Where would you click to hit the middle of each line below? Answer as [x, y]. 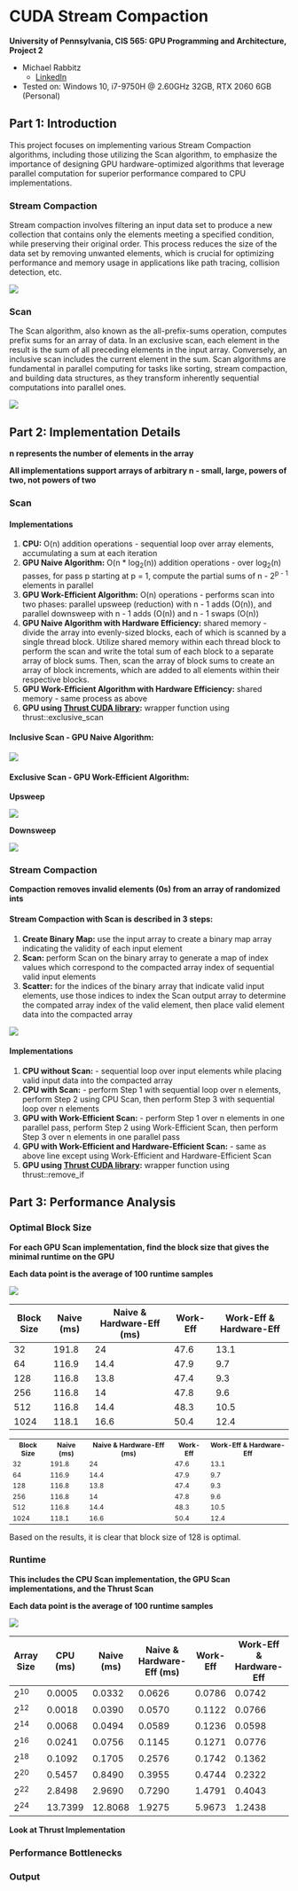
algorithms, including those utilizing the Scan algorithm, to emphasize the [143, 154]
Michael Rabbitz [51, 67]
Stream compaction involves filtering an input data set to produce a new [141, 225]
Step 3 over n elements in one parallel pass [101, 1136]
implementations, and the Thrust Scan [81, 1589]
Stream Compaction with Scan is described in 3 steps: [111, 919]
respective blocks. [56, 679]
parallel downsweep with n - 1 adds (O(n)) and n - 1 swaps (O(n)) [141, 613]
